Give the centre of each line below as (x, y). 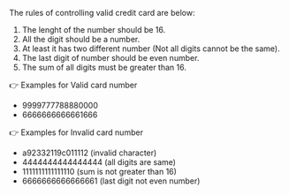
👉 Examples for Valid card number (73, 85)
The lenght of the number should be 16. (94, 30)
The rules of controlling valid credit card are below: (102, 13)
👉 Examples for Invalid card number (76, 132)
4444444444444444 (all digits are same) (99, 162)
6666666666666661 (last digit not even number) (111, 181)
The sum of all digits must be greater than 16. (104, 67)
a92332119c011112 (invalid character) (89, 153)
